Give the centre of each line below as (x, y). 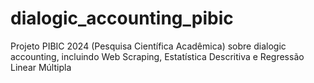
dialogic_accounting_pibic (122, 18)
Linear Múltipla (41, 67)
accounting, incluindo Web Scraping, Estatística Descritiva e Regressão (157, 56)
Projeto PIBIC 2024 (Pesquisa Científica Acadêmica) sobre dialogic (148, 46)
